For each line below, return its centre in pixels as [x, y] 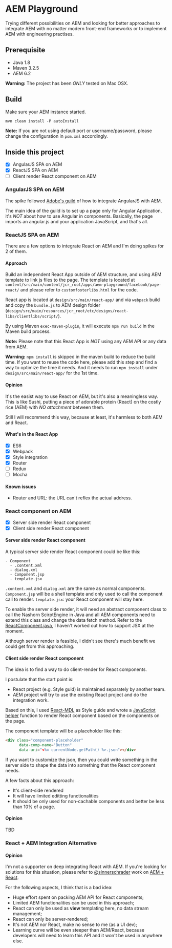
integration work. [31, 700]
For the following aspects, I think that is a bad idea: [59, 888]
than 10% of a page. [34, 807]
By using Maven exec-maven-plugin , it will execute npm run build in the [80, 326]
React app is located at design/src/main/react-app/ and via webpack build [83, 300]
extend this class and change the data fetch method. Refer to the [74, 620]
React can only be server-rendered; [50, 919]
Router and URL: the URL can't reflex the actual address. [72, 498]
